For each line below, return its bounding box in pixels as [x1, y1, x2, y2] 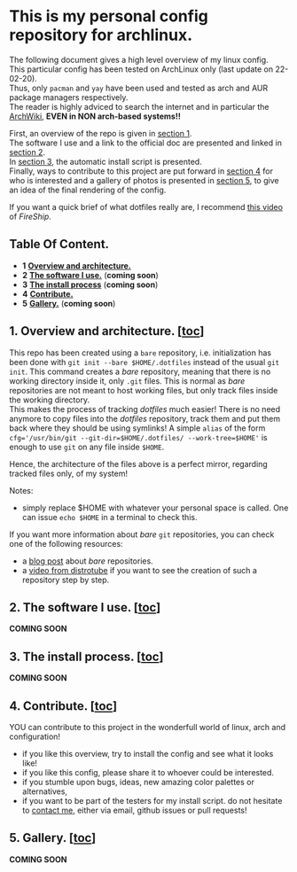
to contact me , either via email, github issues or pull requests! [21, 805, 247, 815]
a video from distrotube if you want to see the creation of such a [21, 564, 257, 575]
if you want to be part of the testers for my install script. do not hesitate [21, 796, 283, 806]
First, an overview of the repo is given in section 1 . [9, 128, 192, 138]
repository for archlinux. [9, 25, 193, 45]
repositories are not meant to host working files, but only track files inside [9, 385, 278, 395]
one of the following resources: [9, 538, 123, 549]
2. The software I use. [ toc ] [9, 600, 161, 615]
